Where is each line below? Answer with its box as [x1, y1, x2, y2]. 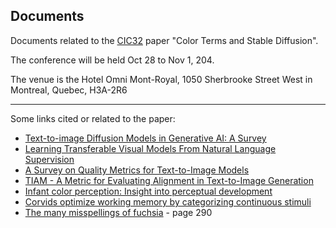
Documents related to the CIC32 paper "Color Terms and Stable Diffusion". [10, 34, 319, 46]
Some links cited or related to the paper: [10, 112, 176, 124]
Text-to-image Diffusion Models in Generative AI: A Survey [24, 132, 267, 144]
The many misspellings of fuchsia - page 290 [24, 206, 213, 218]
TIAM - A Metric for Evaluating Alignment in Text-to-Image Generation [24, 174, 314, 186]
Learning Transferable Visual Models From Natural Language [24, 142, 277, 154]
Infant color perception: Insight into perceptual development [24, 185, 273, 197]
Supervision [24, 153, 75, 165]
